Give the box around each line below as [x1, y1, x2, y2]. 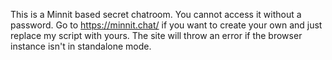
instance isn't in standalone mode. [10, 40, 152, 52]
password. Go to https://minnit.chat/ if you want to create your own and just [10, 19, 323, 31]
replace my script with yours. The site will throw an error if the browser [10, 30, 303, 41]
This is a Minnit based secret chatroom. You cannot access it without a [10, 9, 302, 20]
